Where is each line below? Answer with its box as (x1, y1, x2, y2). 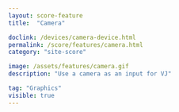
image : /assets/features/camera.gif (8, 63, 129, 71)
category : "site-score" (8, 48, 87, 56)
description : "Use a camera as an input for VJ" (8, 70, 172, 78)
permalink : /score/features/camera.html (8, 41, 144, 48)
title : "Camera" (8, 19, 66, 27)
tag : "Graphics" (8, 84, 62, 92)
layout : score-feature (8, 11, 83, 20)
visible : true (8, 91, 55, 99)
